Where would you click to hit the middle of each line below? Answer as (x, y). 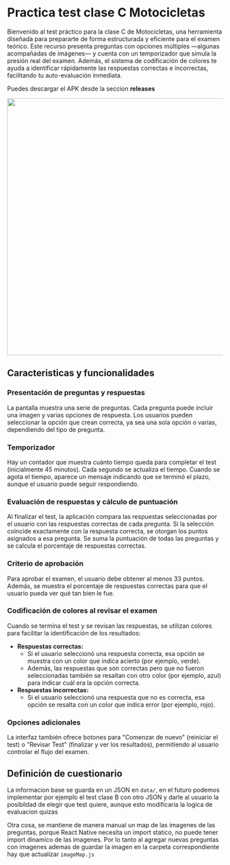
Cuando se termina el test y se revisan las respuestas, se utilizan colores (110, 626)
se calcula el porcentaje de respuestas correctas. (77, 546)
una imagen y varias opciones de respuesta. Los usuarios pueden (100, 415)
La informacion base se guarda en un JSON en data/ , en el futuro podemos (114, 790)
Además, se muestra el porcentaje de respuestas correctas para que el (107, 586)
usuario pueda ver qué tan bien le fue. (61, 593)
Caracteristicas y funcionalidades (81, 373)
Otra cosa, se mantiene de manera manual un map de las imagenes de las (111, 825)
